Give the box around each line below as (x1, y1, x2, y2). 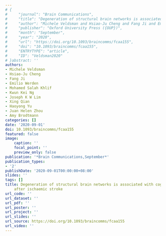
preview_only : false (14, 150, 56, 155)
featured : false (5, 132, 39, 137)
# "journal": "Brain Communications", (5, 12, 94, 17)
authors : (5, 62, 23, 67)
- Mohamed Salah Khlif (5, 85, 52, 91)
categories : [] (5, 117, 37, 123)
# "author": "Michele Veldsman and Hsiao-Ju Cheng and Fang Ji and (5, 21, 156, 26)
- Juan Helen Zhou (5, 108, 43, 114)
